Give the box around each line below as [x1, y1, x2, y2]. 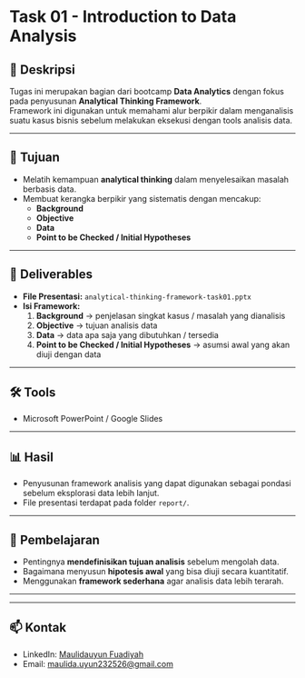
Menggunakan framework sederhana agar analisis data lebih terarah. [22, 575, 284, 587]
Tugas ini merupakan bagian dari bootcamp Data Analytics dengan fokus [9, 86, 284, 96]
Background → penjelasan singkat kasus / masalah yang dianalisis [35, 310, 286, 321]
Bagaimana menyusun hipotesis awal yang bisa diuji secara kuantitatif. [22, 566, 289, 577]
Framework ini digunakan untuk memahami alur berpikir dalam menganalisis [9, 105, 294, 115]
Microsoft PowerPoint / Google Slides [22, 414, 163, 424]
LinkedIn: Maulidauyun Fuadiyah [22, 648, 143, 660]
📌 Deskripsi [9, 62, 75, 77]
